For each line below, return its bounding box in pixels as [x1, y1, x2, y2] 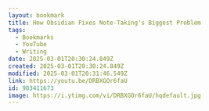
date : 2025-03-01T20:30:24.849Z [8, 55, 114, 63]
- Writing [15, 48, 47, 55]
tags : [8, 26, 26, 34]
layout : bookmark [8, 11, 65, 20]
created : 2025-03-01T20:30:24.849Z [8, 63, 124, 70]
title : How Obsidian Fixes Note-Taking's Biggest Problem [8, 19, 201, 27]
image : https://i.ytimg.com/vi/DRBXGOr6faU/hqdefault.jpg [8, 91, 201, 99]
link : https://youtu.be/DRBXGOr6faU [8, 77, 128, 84]
